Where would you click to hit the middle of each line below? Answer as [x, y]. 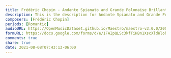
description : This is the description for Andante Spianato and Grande [83, 15]
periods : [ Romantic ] [27, 24]
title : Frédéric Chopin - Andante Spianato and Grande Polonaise [76, 10]
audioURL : [16, 29]
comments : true [21, 38]
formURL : [15, 33]
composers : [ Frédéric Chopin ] [37, 19]
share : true [18, 43]
